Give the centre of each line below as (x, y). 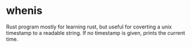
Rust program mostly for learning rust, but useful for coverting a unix (89, 27)
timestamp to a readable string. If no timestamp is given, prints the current (96, 32)
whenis (24, 11)
